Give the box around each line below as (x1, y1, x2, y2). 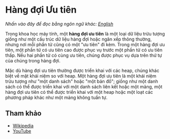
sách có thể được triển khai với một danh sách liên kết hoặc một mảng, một (5, 83, 162, 90)
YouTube (12, 128, 31, 134)
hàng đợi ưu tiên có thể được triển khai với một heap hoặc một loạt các (5, 89, 153, 95)
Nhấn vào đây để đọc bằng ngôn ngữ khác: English (5, 21, 113, 27)
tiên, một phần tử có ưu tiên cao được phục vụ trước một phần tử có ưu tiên (5, 47, 163, 53)
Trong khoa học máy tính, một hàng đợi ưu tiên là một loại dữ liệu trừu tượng (5, 30, 165, 37)
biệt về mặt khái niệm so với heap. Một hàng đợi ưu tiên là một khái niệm (5, 73, 156, 79)
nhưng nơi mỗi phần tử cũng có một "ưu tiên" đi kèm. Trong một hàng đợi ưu (5, 41, 165, 47)
